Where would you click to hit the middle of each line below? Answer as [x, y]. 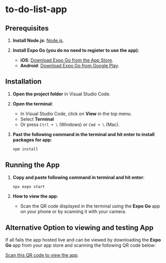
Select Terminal [37, 119]
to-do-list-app [36, 9]
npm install [25, 149]
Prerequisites [27, 28]
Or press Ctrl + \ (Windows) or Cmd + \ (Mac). [70, 124]
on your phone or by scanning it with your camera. [73, 212]
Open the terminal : [33, 103]
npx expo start [29, 187]
